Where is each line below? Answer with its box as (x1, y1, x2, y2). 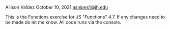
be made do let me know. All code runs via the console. (5, 19, 121, 25)
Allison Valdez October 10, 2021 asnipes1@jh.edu (5, 4, 108, 10)
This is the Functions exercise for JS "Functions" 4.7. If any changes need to (5, 14, 165, 19)
